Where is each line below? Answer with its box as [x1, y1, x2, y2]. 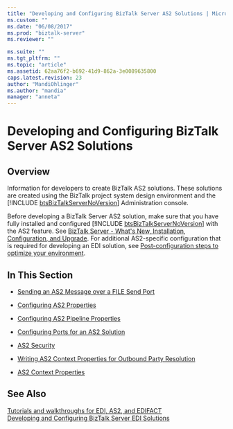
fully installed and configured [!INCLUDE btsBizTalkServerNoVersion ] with [7, 220, 218, 228]
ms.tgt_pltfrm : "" [7, 55, 60, 62]
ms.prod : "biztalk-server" [7, 29, 85, 37]
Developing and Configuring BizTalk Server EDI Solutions [7, 414, 170, 422]
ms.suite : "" [7, 49, 45, 55]
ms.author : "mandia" [7, 87, 67, 94]
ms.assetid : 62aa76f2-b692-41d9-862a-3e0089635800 [7, 67, 157, 75]
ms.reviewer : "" [7, 36, 54, 43]
